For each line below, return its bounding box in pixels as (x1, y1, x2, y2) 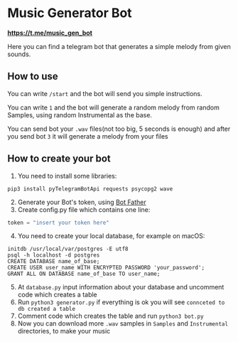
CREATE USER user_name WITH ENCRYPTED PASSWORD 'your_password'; (7, 264, 205, 272)
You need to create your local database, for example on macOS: (17, 232, 205, 240)
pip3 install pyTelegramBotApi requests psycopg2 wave (7, 185, 173, 193)
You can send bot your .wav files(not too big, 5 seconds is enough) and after (7, 124, 231, 133)
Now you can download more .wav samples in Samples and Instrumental (17, 319, 229, 328)
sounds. (7, 50, 31, 58)
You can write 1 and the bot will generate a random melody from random (7, 103, 220, 112)
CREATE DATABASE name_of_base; (7, 258, 100, 265)
